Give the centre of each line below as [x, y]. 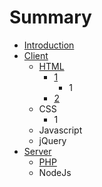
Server [37, 151]
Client [36, 55]
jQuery [52, 140]
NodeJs [55, 172]
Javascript [60, 130]
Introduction [49, 45]
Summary [50, 17]
